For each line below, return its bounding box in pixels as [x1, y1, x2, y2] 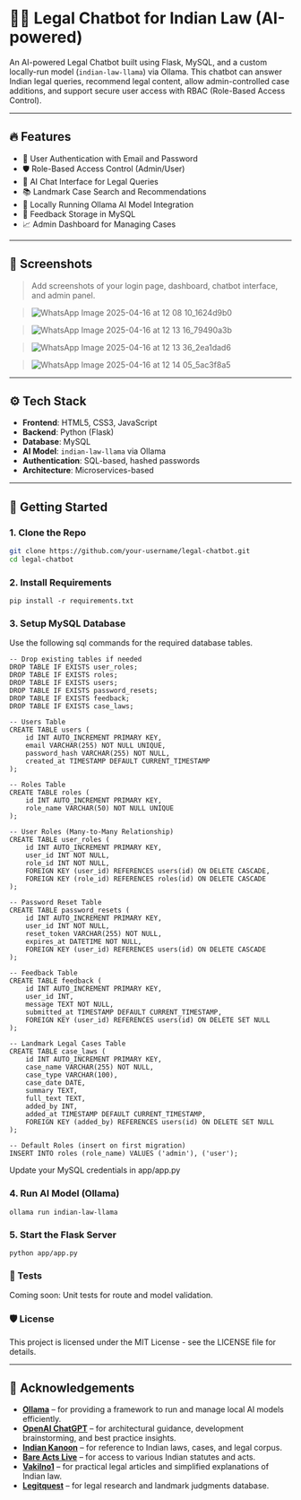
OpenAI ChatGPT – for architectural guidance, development [21, 1423, 245, 1434]
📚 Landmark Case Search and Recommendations [21, 186, 207, 196]
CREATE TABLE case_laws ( [9, 1047, 106, 1056]
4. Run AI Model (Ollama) [9, 1187, 120, 1200]
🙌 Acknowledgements [9, 1380, 135, 1395]
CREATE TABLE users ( [9, 725, 90, 734]
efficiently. [21, 1414, 62, 1425]
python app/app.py [9, 1249, 78, 1258]
